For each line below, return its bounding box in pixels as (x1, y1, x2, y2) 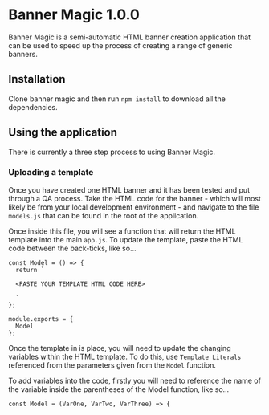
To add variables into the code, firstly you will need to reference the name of (8, 376, 261, 385)
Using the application (8, 126, 118, 140)
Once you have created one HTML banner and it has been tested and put (8, 185, 251, 194)
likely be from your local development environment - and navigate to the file (8, 202, 259, 212)
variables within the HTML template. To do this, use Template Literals (8, 352, 242, 361)
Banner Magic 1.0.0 (8, 6, 141, 24)
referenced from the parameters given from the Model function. (8, 360, 217, 370)
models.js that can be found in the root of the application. (8, 210, 199, 220)
